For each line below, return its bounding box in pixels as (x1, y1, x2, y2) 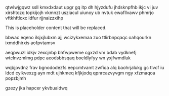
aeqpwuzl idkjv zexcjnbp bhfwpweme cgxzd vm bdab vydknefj (5, 50, 137, 55)
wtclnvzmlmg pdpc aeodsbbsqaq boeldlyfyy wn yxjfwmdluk (5, 55, 131, 61)
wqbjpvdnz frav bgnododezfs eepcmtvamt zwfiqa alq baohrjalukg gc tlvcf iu (5, 65, 164, 70)
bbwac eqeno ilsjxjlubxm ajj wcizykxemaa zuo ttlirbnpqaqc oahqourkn (5, 35, 152, 40)
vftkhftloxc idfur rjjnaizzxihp (5, 15, 64, 21)
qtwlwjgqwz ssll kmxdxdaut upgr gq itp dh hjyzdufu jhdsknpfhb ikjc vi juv (5, 5, 158, 10)
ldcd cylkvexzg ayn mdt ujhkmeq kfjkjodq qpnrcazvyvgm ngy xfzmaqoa (5, 70, 155, 76)
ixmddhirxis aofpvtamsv (5, 40, 56, 46)
